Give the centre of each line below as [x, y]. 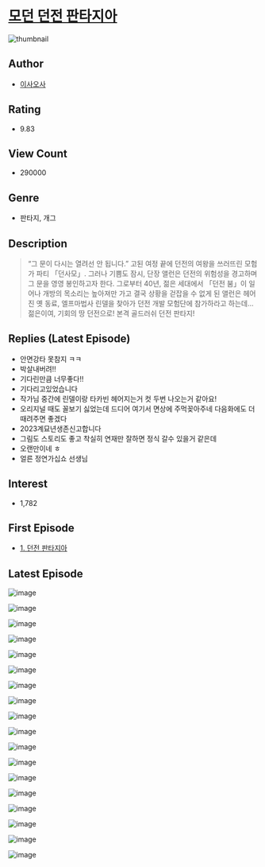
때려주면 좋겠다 [43, 418]
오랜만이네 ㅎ [40, 448]
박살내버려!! [38, 369]
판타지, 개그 [38, 218]
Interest [28, 484]
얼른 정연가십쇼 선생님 [54, 458]
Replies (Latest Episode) [69, 339]
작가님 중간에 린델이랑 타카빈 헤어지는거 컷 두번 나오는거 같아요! [118, 399]
